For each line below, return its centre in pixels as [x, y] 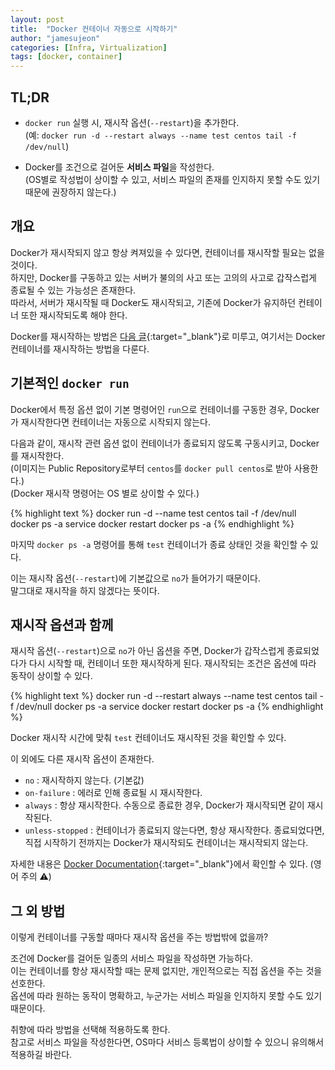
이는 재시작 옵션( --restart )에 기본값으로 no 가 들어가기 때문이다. [136, 578]
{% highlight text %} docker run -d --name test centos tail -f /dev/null [153, 513]
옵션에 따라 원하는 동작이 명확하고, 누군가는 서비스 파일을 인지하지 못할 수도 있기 [166, 996]
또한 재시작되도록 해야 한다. [74, 315]
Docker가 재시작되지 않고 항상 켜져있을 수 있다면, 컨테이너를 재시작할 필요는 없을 [167, 252]
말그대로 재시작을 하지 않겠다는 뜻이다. [85, 590]
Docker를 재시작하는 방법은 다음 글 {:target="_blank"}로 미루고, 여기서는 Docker [168, 336]
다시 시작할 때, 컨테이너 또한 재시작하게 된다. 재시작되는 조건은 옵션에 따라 [172, 663]
